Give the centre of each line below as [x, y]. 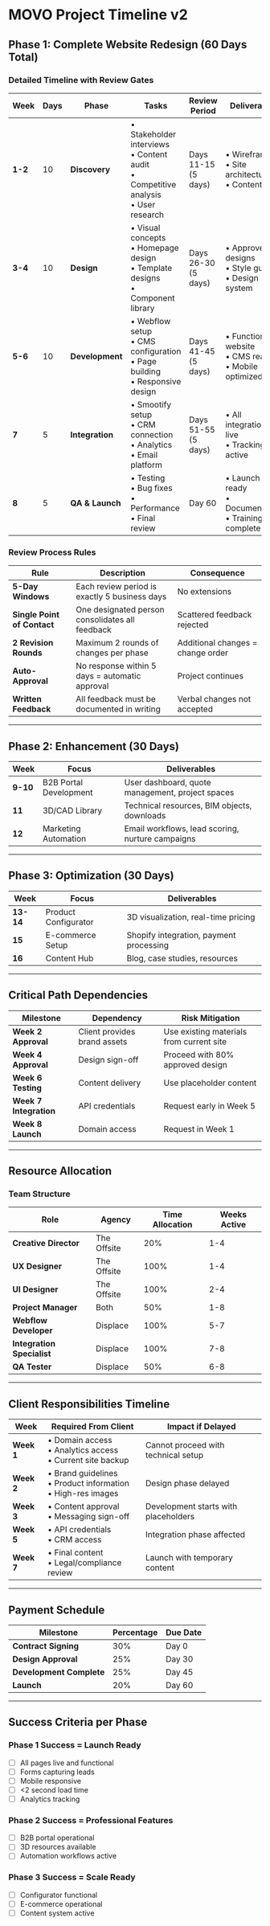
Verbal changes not [214, 699]
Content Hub [70, 958]
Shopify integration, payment [181, 935]
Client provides [107, 1031]
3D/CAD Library [73, 810]
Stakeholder [153, 134]
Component [153, 297]
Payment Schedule [57, 1610]
